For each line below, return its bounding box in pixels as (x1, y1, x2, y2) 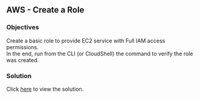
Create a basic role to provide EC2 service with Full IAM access (6, 37, 166, 44)
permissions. (6, 43, 39, 51)
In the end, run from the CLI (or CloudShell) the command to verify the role (6, 50, 194, 57)
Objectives (6, 23, 40, 32)
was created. (6, 56, 40, 63)
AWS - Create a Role (6, 5, 85, 15)
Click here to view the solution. (6, 85, 84, 93)
